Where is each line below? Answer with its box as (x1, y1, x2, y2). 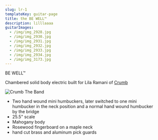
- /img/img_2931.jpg (9, 39, 51, 44)
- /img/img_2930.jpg (9, 35, 51, 39)
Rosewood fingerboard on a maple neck (12, 124, 93, 130)
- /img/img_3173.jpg (9, 57, 51, 62)
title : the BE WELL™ (5, 16, 47, 21)
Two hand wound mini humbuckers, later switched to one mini (12, 98, 137, 105)
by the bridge (12, 109, 39, 115)
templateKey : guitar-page (5, 12, 58, 17)
